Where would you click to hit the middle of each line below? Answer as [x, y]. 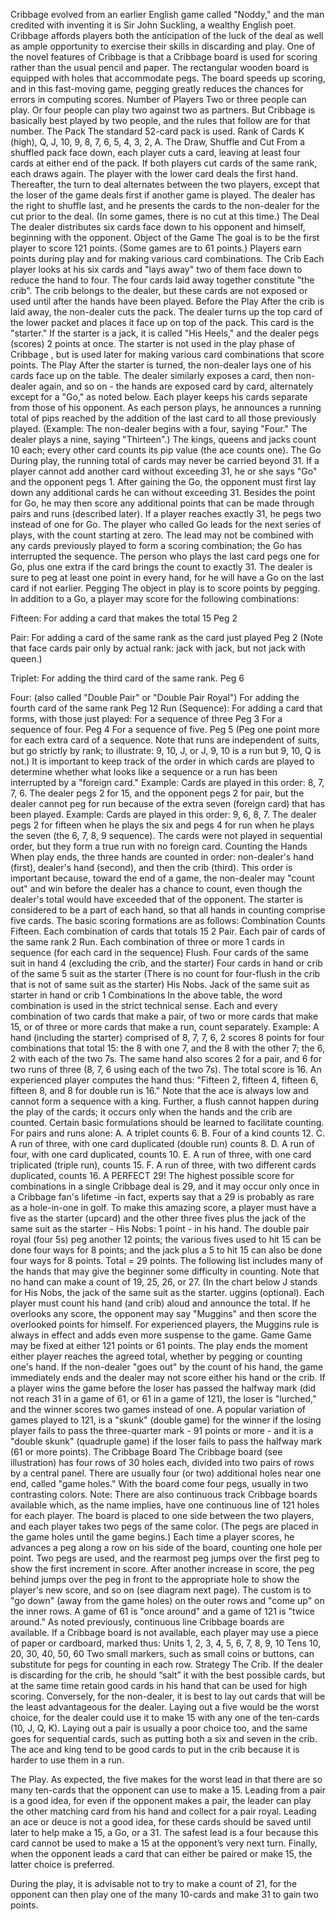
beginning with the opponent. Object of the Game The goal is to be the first [165, 237]
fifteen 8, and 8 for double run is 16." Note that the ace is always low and [159, 1090]
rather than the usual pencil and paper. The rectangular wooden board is [160, 67]
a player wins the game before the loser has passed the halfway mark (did [163, 1388]
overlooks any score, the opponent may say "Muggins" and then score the [163, 1313]
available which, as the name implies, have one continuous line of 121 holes [165, 1505]
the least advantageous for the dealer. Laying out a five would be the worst [165, 1707]
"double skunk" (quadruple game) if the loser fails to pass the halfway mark [166, 1441]
